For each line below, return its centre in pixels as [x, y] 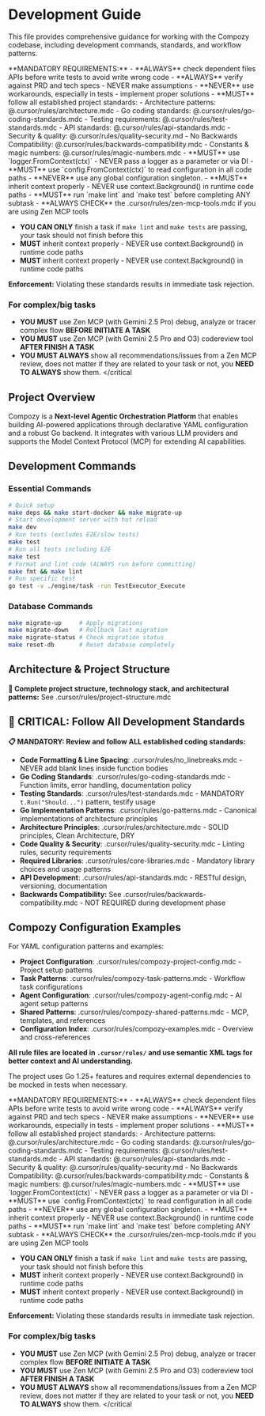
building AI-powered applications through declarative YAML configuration [128, 425]
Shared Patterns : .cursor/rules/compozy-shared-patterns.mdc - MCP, [134, 1012]
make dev [23, 528]
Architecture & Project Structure [89, 670]
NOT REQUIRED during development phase [155, 903]
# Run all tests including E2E [60, 549]
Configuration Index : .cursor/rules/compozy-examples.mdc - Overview [136, 1029]
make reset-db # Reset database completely [92, 645]
